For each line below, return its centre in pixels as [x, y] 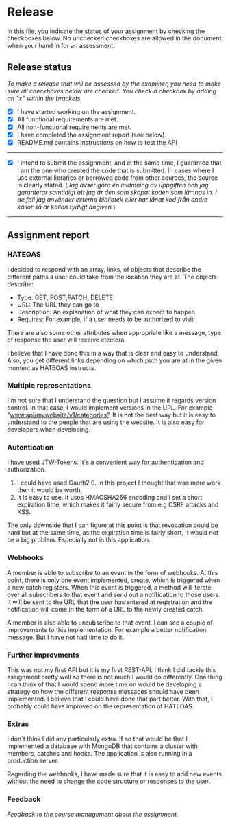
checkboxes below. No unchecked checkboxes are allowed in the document [114, 38]
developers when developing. [49, 430]
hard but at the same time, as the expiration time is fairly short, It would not [113, 533]
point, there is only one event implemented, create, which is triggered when [114, 580]
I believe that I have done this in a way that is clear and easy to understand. [113, 353]
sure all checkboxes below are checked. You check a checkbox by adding [112, 91]
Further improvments [43, 655]
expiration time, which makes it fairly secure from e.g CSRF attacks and [118, 504]
